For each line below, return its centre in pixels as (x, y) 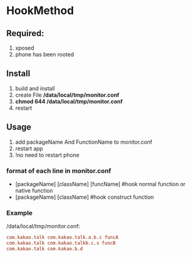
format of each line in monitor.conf (59, 171)
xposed (25, 48)
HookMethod (40, 11)
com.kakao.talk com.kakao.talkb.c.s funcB (61, 243)
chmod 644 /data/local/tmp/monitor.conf (69, 101)
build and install (35, 88)
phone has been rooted (44, 54)
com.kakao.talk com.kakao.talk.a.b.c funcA (62, 237)
